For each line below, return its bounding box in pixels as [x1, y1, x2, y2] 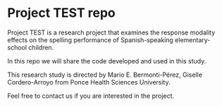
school [7, 43, 27, 51]
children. [27, 43, 54, 51]
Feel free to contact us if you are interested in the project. [7, 92, 175, 100]
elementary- [175, 35, 211, 44]
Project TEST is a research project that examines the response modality [7, 28, 216, 37]
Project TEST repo [7, 5, 116, 21]
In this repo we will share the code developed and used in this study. [7, 56, 206, 65]
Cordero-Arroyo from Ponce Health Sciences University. [7, 77, 171, 86]
